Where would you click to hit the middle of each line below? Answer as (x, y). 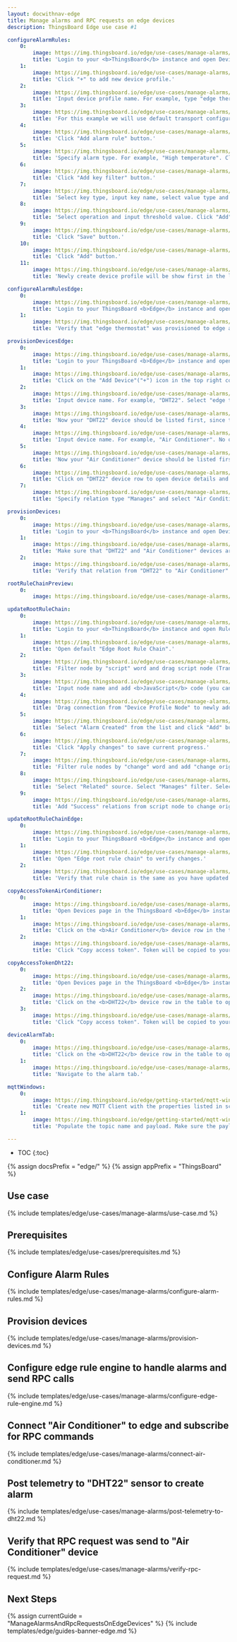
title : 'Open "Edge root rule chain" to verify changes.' (120, 858)
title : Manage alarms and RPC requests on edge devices (91, 20)
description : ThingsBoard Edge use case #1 (72, 27)
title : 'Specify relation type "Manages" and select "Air (120, 499)
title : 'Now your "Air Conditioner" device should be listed (124, 459)
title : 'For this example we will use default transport (118, 119)
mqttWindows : (26, 1087)
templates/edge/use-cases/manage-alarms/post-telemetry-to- (132, 1511)
